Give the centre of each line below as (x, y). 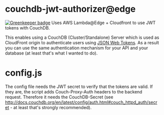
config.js (24, 73)
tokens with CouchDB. (28, 28)
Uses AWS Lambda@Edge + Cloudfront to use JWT (103, 23)
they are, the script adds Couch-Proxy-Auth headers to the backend (74, 91)
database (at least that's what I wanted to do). (51, 53)
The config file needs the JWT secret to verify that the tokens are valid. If (79, 86)
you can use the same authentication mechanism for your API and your (77, 48)
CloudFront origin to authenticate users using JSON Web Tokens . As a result (82, 42)
